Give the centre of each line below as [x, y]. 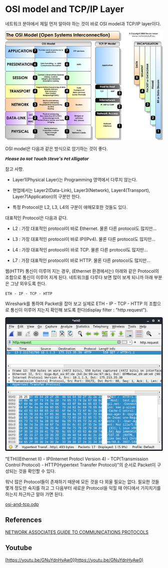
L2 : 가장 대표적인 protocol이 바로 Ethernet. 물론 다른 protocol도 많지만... [84, 228]
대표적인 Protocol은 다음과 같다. [36, 218]
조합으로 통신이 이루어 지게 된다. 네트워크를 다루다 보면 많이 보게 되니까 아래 [79, 277]
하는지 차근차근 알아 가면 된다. [34, 494]
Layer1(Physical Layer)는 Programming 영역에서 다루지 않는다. [75, 179]
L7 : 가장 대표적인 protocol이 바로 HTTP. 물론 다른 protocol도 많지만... [81, 260]
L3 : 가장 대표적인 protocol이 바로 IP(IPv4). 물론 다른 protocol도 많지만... [84, 239]
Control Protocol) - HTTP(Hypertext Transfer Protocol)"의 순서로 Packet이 [80, 465]
